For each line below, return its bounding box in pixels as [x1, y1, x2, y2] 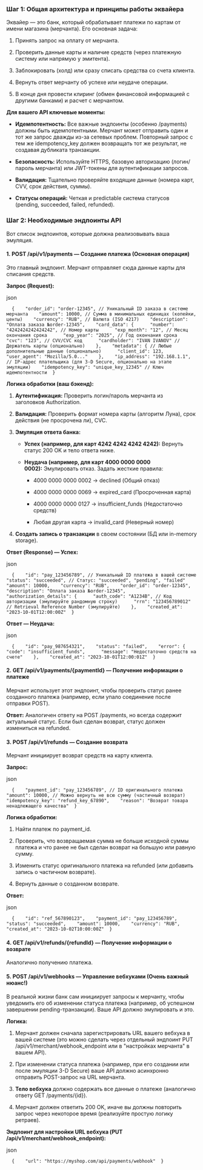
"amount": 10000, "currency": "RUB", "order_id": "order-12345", [6, 582, 191, 588]
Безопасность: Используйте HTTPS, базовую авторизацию [15, 158, 170, 165]
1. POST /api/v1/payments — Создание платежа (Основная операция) [6, 250, 190, 258]
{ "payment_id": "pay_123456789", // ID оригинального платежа [12, 787, 183, 793]
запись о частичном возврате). [15, 869, 96, 876]
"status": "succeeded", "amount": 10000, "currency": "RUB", [6, 921, 181, 927]
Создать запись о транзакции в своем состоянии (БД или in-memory [15, 530, 197, 537]
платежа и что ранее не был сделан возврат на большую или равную [15, 844, 196, 851]
